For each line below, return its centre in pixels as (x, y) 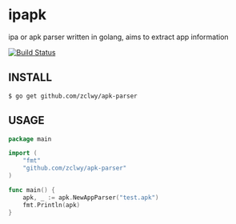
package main (30, 139)
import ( (23, 154)
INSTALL (30, 78)
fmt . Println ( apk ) (52, 205)
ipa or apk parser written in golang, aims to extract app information (119, 37)
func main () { (32, 190)
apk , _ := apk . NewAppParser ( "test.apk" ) (91, 198)
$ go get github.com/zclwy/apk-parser (73, 96)
